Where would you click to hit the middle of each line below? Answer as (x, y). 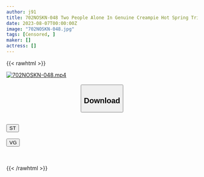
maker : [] (19, 40)
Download (102, 100)
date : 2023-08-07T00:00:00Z (42, 23)
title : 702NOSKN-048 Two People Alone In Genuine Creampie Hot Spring (97, 18)
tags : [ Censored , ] (31, 35)
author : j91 (21, 12)
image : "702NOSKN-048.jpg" (40, 29)
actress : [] (21, 46)
